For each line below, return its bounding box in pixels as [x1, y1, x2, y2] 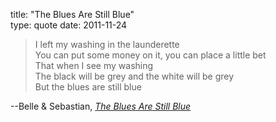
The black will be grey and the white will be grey [34, 70, 235, 82]
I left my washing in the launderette [34, 39, 180, 50]
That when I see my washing [34, 60, 154, 71]
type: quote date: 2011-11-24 [10, 19, 128, 31]
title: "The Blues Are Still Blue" [10, 9, 135, 20]
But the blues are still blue [34, 81, 142, 93]
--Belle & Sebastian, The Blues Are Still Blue [10, 100, 192, 112]
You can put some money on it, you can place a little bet [34, 49, 267, 61]
